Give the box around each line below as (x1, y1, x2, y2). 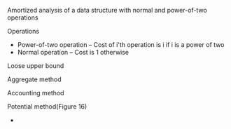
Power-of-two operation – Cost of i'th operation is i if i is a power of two (17, 41, 225, 48)
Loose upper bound (7, 62, 64, 69)
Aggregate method (7, 75, 62, 83)
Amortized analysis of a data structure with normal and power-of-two (7, 6, 208, 14)
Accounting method (7, 89, 64, 97)
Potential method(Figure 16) (7, 102, 87, 111)
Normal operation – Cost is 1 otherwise (17, 48, 129, 56)
